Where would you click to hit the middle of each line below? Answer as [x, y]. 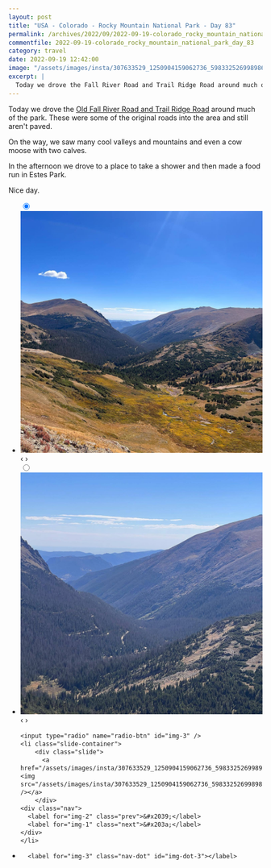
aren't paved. [30, 126]
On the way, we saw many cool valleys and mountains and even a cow [125, 142]
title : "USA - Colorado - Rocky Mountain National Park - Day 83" [122, 25]
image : [19, 69]
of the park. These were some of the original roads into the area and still [128, 118]
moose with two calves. [48, 150]
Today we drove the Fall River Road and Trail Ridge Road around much [137, 85]
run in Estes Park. [38, 174]
